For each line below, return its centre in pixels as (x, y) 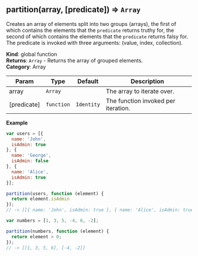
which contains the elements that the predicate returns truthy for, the (90, 30)
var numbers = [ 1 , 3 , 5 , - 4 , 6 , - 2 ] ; (52, 221)
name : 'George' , (31, 156)
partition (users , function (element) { (55, 193)
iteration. (118, 108)
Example (17, 123)
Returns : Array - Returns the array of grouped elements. (75, 60)
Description (147, 81)
